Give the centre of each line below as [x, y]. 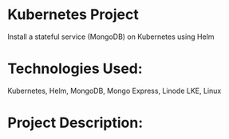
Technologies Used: [75, 69]
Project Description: [75, 123]
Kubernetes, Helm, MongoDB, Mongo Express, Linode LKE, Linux [114, 91]
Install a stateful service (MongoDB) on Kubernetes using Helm [111, 37]
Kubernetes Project [73, 15]
